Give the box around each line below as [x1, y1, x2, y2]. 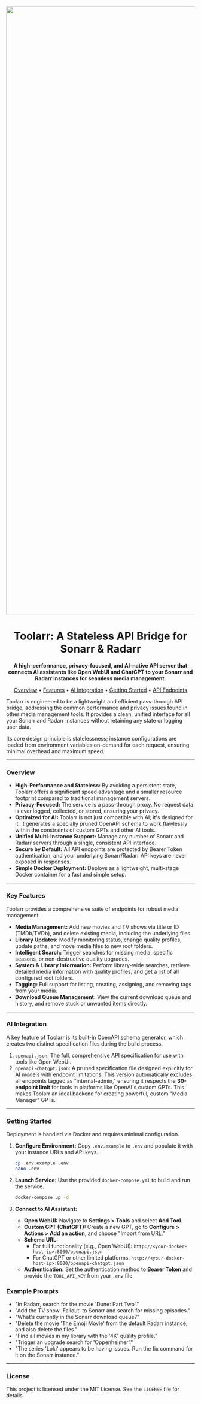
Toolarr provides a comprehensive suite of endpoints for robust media [6, 905, 179, 913]
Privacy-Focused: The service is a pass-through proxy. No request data [14, 801, 194, 808]
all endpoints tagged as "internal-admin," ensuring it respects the [14, 1077, 176, 1084]
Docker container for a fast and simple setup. [14, 871, 127, 878]
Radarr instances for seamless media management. [35, 674, 166, 682]
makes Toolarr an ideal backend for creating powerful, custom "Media [14, 1090, 188, 1097]
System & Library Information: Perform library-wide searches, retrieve [14, 961, 190, 968]
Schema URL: [23, 1236, 59, 1243]
